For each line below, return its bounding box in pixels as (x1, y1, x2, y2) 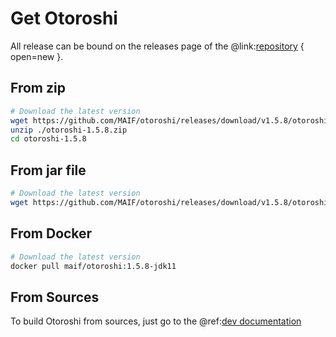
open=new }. (10, 50, 64, 62)
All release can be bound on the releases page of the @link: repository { (10, 40, 305, 52)
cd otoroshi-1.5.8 (10, 134, 87, 144)
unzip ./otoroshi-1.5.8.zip (10, 125, 128, 135)
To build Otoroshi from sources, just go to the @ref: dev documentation (10, 315, 302, 327)
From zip (10, 80, 66, 97)
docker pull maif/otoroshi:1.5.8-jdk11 (10, 261, 177, 271)
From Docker (10, 225, 93, 242)
